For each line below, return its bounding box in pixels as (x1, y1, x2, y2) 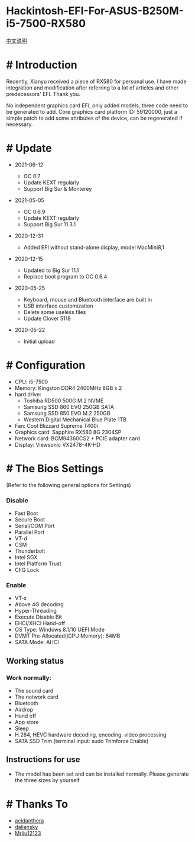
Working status (6, 656, 64, 666)
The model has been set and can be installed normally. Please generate (14, 770, 189, 777)
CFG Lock (14, 566, 40, 573)
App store (14, 718, 39, 725)
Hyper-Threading (14, 607, 57, 614)
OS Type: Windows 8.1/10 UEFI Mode (14, 626, 105, 633)
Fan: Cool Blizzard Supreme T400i (14, 422, 99, 429)
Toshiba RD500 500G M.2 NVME (23, 397, 104, 404)
